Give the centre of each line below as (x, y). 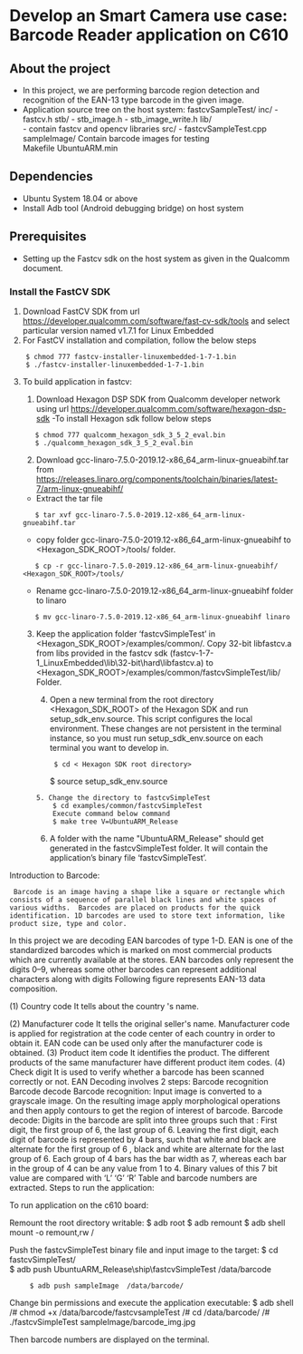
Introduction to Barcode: (55, 875)
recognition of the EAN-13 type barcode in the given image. (133, 100)
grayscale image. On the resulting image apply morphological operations (145, 1101)
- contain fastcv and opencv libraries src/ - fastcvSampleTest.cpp (144, 129)
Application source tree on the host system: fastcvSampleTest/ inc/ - (150, 109)
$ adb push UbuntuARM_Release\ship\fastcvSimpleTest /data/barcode (140, 1269)
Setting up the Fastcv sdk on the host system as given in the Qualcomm (156, 258)
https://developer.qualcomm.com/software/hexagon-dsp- (179, 408)
